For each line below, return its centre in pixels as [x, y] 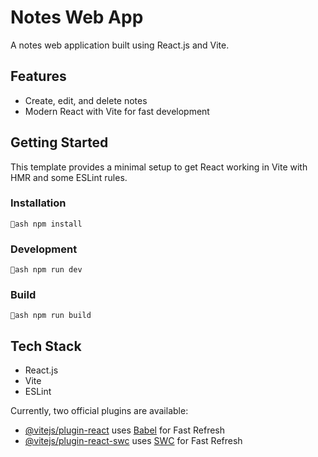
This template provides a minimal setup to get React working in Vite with [159, 167]
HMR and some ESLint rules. [69, 177]
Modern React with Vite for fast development [117, 111]
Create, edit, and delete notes [86, 100]
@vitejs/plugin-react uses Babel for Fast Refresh [125, 430]
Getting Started [59, 142]
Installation [38, 203]
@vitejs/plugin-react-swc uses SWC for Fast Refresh [133, 441]
